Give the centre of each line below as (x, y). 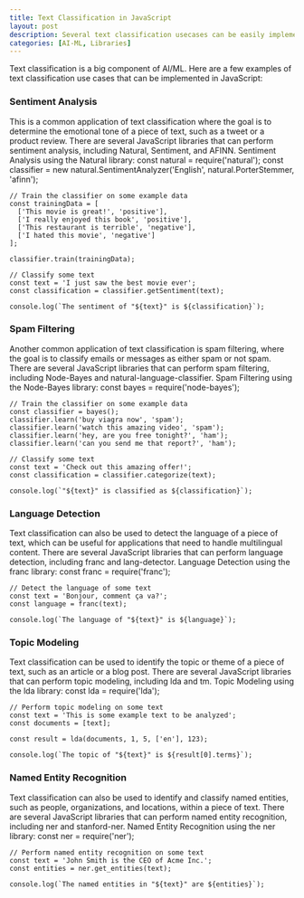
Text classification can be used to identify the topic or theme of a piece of (147, 662)
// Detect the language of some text (81, 589)
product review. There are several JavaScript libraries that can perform (142, 140)
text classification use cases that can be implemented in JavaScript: (136, 79)
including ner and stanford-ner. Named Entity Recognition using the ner (142, 826)
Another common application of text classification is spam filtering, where (147, 348)
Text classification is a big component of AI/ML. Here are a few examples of (151, 69)
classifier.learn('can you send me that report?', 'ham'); (123, 443)
